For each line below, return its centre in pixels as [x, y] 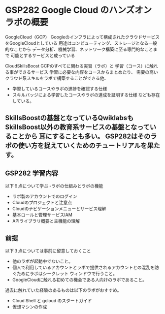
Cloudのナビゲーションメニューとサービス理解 [59, 209]
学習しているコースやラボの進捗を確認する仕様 [60, 89]
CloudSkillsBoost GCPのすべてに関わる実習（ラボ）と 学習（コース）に [77, 66]
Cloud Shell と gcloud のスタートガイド [52, 300]
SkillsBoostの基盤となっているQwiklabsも [69, 118]
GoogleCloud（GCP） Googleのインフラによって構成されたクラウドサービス [82, 37]
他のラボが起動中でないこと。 [42, 261]
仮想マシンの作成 [30, 307]
